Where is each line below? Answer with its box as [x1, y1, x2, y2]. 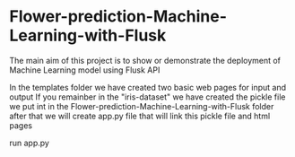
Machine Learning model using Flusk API [9, 65, 161, 75]
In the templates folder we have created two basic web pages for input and [9, 82, 287, 92]
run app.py [9, 137, 49, 148]
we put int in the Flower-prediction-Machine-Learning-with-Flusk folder [9, 100, 274, 111]
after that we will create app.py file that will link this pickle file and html [9, 110, 271, 121]
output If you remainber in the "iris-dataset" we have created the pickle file [9, 92, 286, 102]
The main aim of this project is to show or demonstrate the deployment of [9, 55, 281, 65]
